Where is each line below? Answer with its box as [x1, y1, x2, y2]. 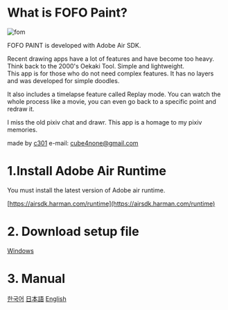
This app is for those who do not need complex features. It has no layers [7, 69, 214, 77]
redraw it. [7, 104, 35, 113]
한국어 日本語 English [7, 294, 67, 302]
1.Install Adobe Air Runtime [7, 163, 166, 179]
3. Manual [7, 271, 66, 286]
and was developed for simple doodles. [7, 76, 120, 84]
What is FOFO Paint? [7, 5, 128, 21]
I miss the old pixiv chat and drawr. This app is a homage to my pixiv [7, 118, 202, 126]
